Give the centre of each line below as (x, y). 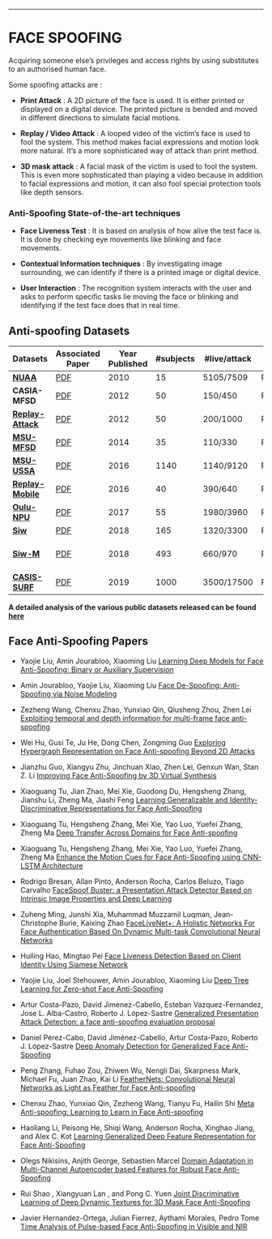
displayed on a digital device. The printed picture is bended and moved (138, 109)
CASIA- (28, 391)
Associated (78, 354)
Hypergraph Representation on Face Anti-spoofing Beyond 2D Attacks (137, 751)
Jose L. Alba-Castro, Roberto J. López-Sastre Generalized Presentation (139, 1013)
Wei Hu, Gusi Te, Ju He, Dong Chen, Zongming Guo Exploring (123, 742)
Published (128, 364)
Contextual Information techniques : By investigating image (121, 264)
